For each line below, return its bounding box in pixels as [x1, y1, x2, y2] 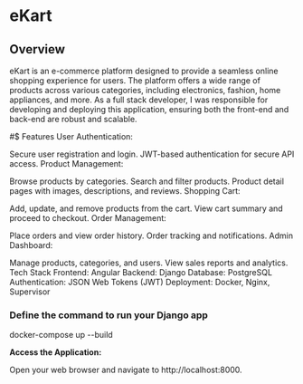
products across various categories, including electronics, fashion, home [9, 85, 281, 95]
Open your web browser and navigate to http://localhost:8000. [9, 364, 242, 376]
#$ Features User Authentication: [9, 131, 134, 141]
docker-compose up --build [9, 330, 113, 341]
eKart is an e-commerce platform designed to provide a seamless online [9, 65, 279, 76]
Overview [9, 42, 66, 57]
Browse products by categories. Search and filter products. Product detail [9, 176, 285, 187]
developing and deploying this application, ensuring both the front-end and [9, 104, 289, 114]
